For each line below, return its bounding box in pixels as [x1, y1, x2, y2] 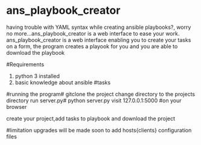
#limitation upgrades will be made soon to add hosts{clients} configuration [6, 126, 192, 134]
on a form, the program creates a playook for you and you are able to [6, 43, 178, 50]
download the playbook [6, 49, 65, 56]
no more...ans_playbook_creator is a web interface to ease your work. [6, 29, 180, 37]
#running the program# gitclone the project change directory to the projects [6, 90, 196, 97]
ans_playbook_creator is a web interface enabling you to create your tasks [6, 36, 191, 43]
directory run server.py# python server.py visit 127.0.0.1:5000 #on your [6, 97, 182, 104]
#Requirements [6, 61, 44, 68]
